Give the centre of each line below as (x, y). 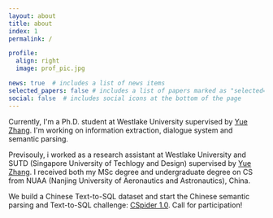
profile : (23, 54)
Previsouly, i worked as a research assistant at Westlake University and (127, 155)
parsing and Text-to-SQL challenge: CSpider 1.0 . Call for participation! (126, 205)
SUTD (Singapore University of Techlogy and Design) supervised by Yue (130, 163)
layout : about (32, 16)
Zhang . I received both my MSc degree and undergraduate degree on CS (131, 172)
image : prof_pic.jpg (50, 69)
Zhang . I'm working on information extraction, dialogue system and (121, 130)
